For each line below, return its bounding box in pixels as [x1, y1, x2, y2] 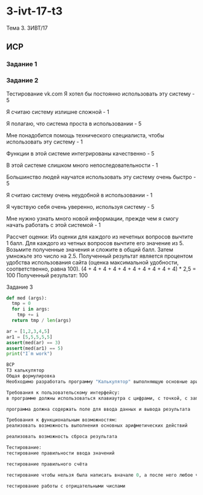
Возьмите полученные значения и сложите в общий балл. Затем [6, 246, 173, 253]
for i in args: [11, 306, 50, 312]
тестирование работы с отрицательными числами [6, 483, 126, 489]
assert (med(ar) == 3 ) [6, 339, 61, 346]
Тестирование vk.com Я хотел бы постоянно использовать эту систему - [6, 90, 195, 97]
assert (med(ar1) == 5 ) [6, 345, 63, 352]
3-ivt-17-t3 [6, 4, 63, 18]
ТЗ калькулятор [6, 367, 45, 373]
